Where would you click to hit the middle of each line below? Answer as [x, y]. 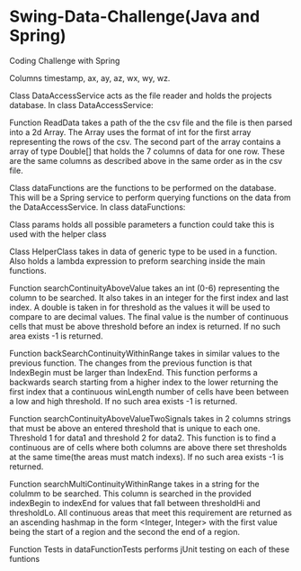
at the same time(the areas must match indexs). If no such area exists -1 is [147, 457]
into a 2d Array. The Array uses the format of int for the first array [130, 131]
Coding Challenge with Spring [65, 60]
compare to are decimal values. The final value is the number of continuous [149, 316]
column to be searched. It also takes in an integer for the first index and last [149, 297]
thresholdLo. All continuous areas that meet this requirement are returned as [150, 512]
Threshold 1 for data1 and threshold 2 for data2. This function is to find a [143, 438]
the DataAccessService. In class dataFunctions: [97, 207]
